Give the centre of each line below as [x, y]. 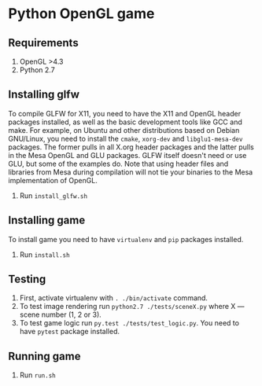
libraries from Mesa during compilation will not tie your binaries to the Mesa [131, 172]
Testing [27, 279]
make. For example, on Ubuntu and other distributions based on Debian [124, 130]
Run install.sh [44, 254]
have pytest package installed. [70, 332]
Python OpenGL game [81, 14]
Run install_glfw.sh [54, 195]
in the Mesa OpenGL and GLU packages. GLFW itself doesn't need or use [127, 155]
